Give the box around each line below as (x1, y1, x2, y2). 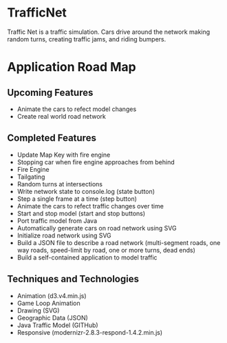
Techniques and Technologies (7, 273, 140, 285)
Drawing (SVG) (17, 306, 60, 315)
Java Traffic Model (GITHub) (17, 321, 98, 329)
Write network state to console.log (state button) (17, 187, 155, 195)
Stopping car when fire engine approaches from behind (17, 157, 175, 166)
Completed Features (7, 133, 96, 144)
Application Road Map (7, 59, 136, 75)
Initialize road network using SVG (17, 231, 111, 239)
